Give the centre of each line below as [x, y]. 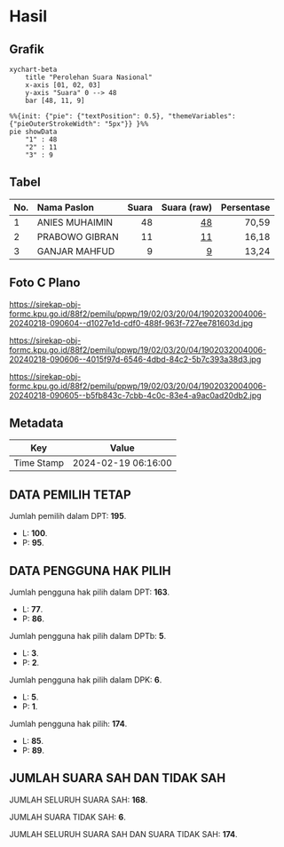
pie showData [33, 132]
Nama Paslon [66, 207]
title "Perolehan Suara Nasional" [89, 77]
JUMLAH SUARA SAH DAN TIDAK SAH [118, 778]
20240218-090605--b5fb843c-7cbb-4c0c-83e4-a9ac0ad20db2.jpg [135, 395]
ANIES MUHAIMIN [75, 222]
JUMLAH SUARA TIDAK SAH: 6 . [67, 817]
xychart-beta [33, 69]
